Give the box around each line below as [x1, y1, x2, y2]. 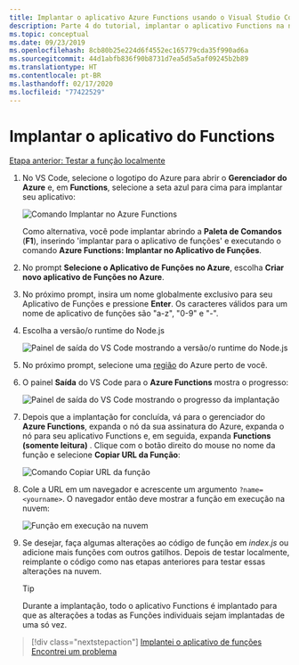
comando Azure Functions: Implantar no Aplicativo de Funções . [21, 245, 263, 256]
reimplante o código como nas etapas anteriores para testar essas [21, 556, 265, 567]
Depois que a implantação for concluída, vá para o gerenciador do [21, 412, 265, 423]
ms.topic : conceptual [9, 29, 90, 38]
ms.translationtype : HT [9, 63, 98, 72]
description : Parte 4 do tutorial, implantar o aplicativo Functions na [9, 21, 285, 30]
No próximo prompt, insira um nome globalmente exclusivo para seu [21, 289, 273, 300]
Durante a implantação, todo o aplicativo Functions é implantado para [21, 601, 278, 612]
